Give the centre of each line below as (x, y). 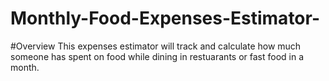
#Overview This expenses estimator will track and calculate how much (156, 46)
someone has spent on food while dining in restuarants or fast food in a (157, 56)
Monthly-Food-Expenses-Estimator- (165, 18)
